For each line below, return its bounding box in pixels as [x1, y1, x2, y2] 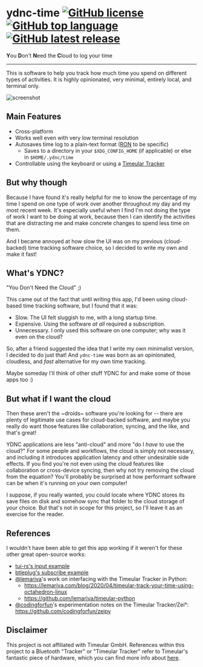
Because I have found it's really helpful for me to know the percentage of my [6, 193, 197, 201]
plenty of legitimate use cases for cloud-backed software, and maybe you [6, 416, 190, 424]
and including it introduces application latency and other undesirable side [6, 454, 189, 461]
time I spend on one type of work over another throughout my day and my [6, 200, 190, 207]
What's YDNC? [6, 267, 65, 278]
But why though [6, 178, 68, 188]
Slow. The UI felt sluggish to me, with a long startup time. [14, 314, 157, 321]
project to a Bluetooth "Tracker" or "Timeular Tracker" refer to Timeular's [6, 648, 188, 655]
